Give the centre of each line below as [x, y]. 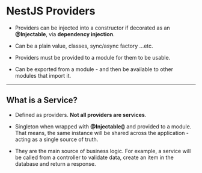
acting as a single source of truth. [57, 139]
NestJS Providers [51, 11]
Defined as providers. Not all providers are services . [81, 115]
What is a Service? [42, 100]
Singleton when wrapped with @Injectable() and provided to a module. [103, 126]
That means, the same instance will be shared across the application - [102, 133]
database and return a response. [55, 163]
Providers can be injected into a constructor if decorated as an [92, 28]
